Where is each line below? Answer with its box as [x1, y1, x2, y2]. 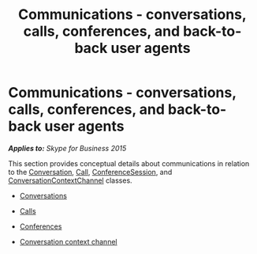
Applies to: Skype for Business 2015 [8, 143, 127, 153]
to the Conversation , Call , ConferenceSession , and [8, 167, 173, 176]
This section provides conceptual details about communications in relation [8, 158, 250, 168]
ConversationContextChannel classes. [8, 176, 132, 185]
